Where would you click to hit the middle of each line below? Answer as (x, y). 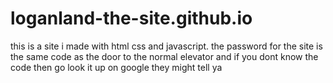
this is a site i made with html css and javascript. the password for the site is (166, 46)
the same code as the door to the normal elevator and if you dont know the (164, 56)
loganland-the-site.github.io (131, 18)
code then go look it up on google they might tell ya (116, 67)
